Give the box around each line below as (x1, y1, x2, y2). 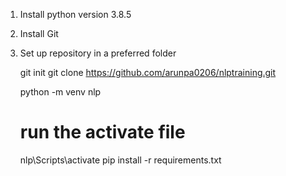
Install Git (19, 28, 59, 39)
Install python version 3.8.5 (19, 9, 132, 20)
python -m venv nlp (19, 86, 102, 98)
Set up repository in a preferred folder (19, 47, 177, 59)
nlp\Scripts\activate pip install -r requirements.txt (19, 154, 222, 166)
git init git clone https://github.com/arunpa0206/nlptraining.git (19, 67, 277, 78)
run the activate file (19, 121, 186, 144)
